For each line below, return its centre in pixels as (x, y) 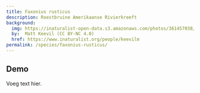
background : (21, 23)
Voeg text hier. (24, 83)
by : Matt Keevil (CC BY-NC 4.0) (53, 34)
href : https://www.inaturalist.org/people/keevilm (76, 39)
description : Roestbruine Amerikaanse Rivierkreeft (71, 17)
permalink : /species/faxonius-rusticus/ (57, 45)
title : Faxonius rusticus (38, 12)
